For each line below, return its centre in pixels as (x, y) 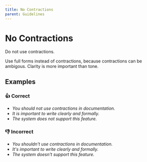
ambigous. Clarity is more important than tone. (52, 66)
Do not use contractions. (30, 52)
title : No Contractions (29, 10)
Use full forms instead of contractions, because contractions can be (74, 61)
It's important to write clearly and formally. (55, 149)
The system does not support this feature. (54, 119)
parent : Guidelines (25, 14)
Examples (20, 82)
